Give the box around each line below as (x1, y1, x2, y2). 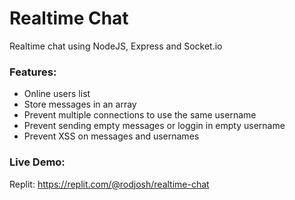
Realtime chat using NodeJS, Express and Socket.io (9, 40, 223, 52)
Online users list (23, 88, 91, 100)
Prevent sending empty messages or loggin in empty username (23, 120, 286, 132)
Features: (9, 65, 57, 79)
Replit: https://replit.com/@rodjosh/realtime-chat (9, 178, 210, 190)
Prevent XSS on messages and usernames (23, 130, 200, 142)
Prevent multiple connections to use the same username (23, 109, 257, 121)
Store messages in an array (23, 98, 137, 111)
